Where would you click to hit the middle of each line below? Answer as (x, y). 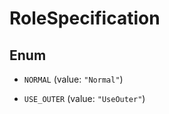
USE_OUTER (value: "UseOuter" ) (84, 98)
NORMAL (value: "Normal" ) (73, 79)
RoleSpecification (85, 18)
